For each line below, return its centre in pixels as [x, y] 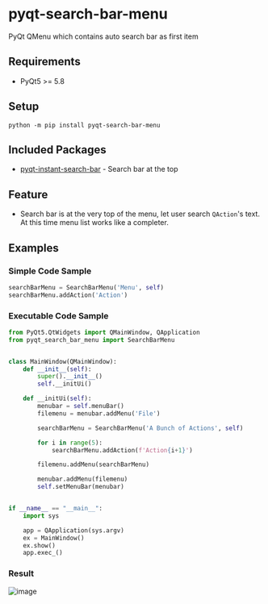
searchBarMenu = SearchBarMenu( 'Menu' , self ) [86, 287]
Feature [28, 194]
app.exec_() [43, 553]
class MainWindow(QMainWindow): [63, 361]
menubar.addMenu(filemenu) [83, 479]
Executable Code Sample [59, 315]
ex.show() [40, 545]
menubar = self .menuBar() [81, 406]
